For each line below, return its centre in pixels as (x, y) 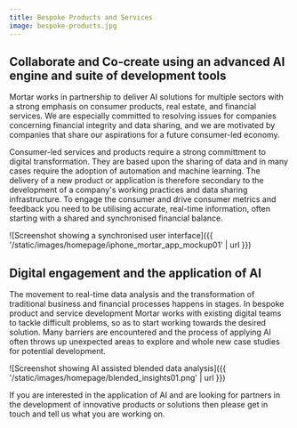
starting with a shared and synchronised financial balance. (116, 218)
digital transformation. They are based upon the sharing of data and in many (149, 162)
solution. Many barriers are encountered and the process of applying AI (140, 332)
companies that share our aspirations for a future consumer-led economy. (144, 135)
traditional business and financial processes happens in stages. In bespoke (147, 304)
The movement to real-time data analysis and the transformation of (132, 295)
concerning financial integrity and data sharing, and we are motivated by (142, 125)
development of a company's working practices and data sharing (128, 190)
